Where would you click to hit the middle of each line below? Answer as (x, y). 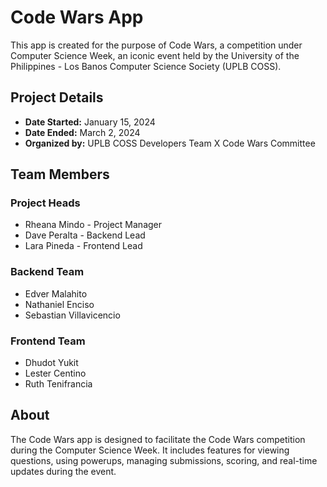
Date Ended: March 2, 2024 (82, 132)
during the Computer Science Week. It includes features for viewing (150, 450)
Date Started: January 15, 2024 (90, 122)
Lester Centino (55, 373)
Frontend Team (48, 341)
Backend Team (47, 272)
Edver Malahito (56, 293)
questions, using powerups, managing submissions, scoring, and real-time (164, 460)
